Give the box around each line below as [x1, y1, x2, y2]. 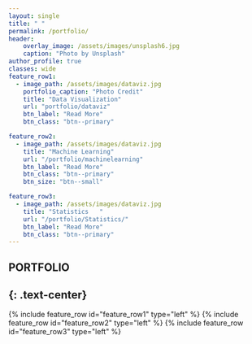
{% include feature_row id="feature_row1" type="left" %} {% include [8, 310, 239, 320]
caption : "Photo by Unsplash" [23, 50, 126, 58]
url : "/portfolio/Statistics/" [23, 215, 129, 224]
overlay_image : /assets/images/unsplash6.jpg [23, 42, 180, 50]
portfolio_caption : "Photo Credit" [23, 87, 144, 96]
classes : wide [8, 65, 57, 73]
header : [8, 34, 35, 43]
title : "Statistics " [23, 207, 104, 216]
